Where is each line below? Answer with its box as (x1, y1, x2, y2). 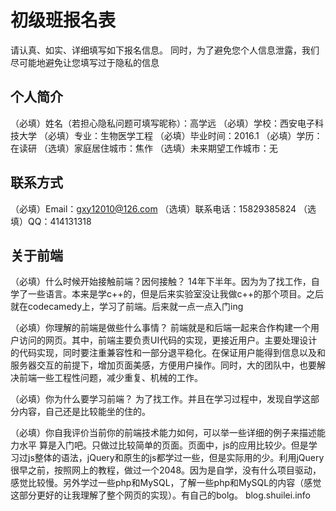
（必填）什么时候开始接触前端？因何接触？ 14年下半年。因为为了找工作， (10, 276, 312, 288)
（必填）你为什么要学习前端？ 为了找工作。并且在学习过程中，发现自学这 (10, 393, 311, 405)
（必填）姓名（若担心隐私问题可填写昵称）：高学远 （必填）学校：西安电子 (10, 117, 315, 129)
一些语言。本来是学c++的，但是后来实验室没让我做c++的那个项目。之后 (27, 288, 325, 300)
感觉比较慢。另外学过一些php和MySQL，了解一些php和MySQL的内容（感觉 (10, 477, 322, 489)
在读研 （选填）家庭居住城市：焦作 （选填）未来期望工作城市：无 (10, 142, 278, 154)
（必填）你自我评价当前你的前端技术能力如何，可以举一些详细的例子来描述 (10, 427, 317, 439)
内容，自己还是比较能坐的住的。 (18, 406, 151, 418)
